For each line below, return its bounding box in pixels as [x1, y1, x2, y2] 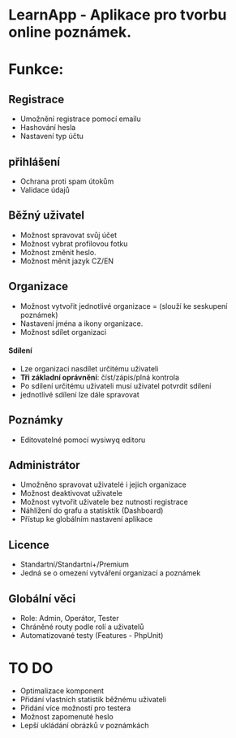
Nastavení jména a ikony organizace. [19, 319, 144, 328]
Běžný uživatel [8, 209, 85, 223]
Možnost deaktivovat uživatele [19, 488, 123, 498]
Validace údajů [19, 185, 71, 194]
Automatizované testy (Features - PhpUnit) [19, 631, 164, 640]
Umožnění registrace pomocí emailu [19, 114, 142, 124]
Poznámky [8, 413, 63, 428]
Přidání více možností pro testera [19, 703, 131, 713]
